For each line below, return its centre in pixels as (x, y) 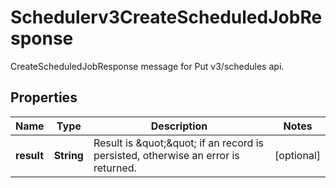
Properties (44, 97)
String (68, 155)
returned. (115, 168)
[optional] (297, 155)
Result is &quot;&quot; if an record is (178, 143)
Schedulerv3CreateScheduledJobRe (166, 17)
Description (179, 126)
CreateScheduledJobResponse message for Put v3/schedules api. (147, 66)
